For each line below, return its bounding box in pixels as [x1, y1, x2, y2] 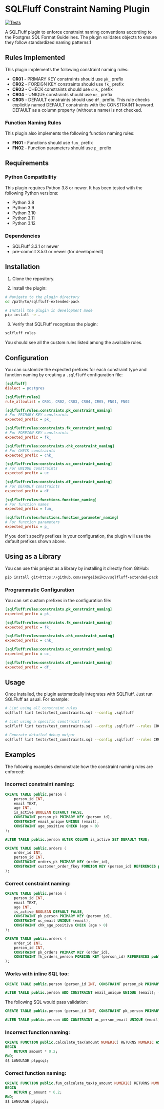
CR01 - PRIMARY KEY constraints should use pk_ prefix [12, 76, 123, 81]
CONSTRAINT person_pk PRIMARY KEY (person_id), [14, 815, 112, 820]
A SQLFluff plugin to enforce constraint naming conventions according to [5, 29, 152, 35]
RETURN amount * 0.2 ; [14, 1049, 58, 1054]
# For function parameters [5, 520, 60, 525]
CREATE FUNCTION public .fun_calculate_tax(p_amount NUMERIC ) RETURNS [5, 1081, 150, 1086]
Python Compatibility [5, 174, 57, 181]
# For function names [5, 502, 49, 507]
